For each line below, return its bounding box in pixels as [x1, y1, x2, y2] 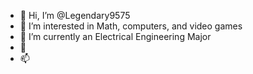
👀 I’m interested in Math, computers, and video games [19, 20, 243, 32]
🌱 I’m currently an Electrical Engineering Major [19, 31, 212, 42]
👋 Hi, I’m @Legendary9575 [19, 10, 131, 21]
